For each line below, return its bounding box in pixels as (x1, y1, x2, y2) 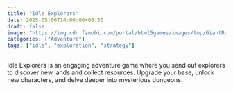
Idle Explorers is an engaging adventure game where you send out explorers (7, 61, 225, 69)
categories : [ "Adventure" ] (7, 36, 85, 43)
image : (7, 29, 26, 37)
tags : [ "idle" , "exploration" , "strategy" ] (7, 42, 135, 49)
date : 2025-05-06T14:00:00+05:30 (7, 17, 104, 23)
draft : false (7, 23, 45, 30)
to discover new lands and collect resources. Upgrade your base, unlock (7, 68, 215, 77)
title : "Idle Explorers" (7, 10, 79, 17)
